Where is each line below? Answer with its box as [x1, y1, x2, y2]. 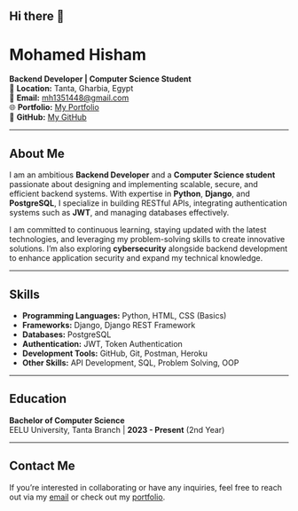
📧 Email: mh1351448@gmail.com [9, 92, 129, 103]
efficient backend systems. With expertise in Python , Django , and [9, 188, 251, 200]
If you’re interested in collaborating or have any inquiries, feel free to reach [9, 482, 282, 492]
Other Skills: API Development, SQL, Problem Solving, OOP [21, 357, 239, 368]
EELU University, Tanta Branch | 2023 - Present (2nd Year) [9, 424, 225, 435]
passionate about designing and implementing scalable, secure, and [9, 179, 259, 190]
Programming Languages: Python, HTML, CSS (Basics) [21, 310, 227, 320]
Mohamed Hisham [9, 44, 146, 65]
